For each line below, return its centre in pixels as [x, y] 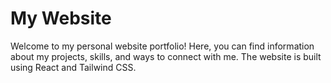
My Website [61, 18]
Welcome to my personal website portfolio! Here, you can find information [162, 46]
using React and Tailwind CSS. [73, 67]
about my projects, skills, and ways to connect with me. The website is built [166, 56]
